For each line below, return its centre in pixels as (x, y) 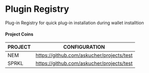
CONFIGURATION (84, 47)
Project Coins (19, 34)
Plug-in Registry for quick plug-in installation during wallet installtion (74, 23)
